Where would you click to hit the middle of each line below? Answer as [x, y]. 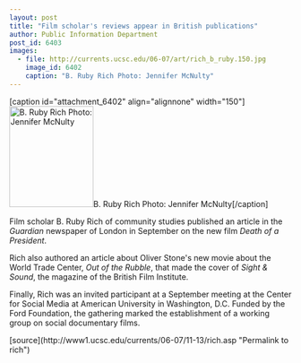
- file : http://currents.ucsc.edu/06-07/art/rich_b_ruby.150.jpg [142, 59]
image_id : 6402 [54, 68]
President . [28, 240]
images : [24, 51]
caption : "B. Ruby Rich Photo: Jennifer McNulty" [120, 76]
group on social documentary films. [75, 323]
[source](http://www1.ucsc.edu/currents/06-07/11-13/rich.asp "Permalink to [149, 340]
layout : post [34, 17]
